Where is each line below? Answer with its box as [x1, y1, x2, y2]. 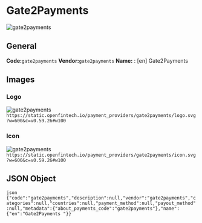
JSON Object [6, 174, 56, 184]
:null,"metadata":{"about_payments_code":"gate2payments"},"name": [6, 206, 180, 212]
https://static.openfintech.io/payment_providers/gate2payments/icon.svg [6, 152, 197, 158]
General [6, 41, 37, 51]
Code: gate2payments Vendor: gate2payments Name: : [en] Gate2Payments [6, 57, 189, 64]
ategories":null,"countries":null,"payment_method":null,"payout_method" [6, 200, 197, 206]
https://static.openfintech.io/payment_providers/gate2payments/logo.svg [6, 113, 197, 119]
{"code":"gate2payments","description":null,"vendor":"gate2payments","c [6, 195, 197, 201]
